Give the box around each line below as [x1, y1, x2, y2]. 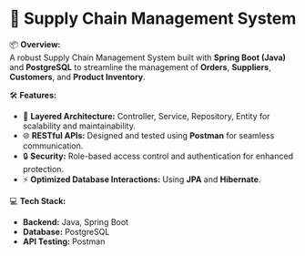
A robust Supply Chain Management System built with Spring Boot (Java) [9, 52, 287, 63]
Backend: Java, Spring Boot [22, 216, 129, 227]
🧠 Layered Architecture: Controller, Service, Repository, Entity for [22, 110, 270, 121]
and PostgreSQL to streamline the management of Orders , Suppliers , [9, 61, 271, 72]
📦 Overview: [9, 38, 61, 49]
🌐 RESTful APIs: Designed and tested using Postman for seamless [22, 129, 275, 140]
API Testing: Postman [22, 236, 106, 247]
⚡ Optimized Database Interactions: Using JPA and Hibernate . [22, 173, 261, 185]
